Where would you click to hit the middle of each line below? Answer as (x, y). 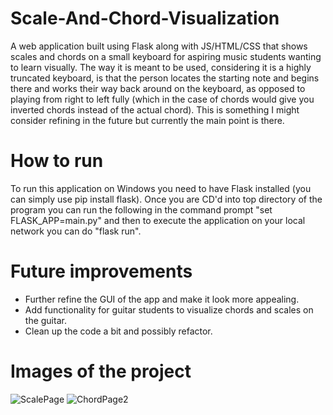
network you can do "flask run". (76, 231)
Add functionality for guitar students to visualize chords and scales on (169, 309)
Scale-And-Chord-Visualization (145, 18)
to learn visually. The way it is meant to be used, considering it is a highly (161, 67)
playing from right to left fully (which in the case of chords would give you (162, 99)
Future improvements (101, 271)
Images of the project (101, 371)
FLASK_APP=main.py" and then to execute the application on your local (158, 220)
